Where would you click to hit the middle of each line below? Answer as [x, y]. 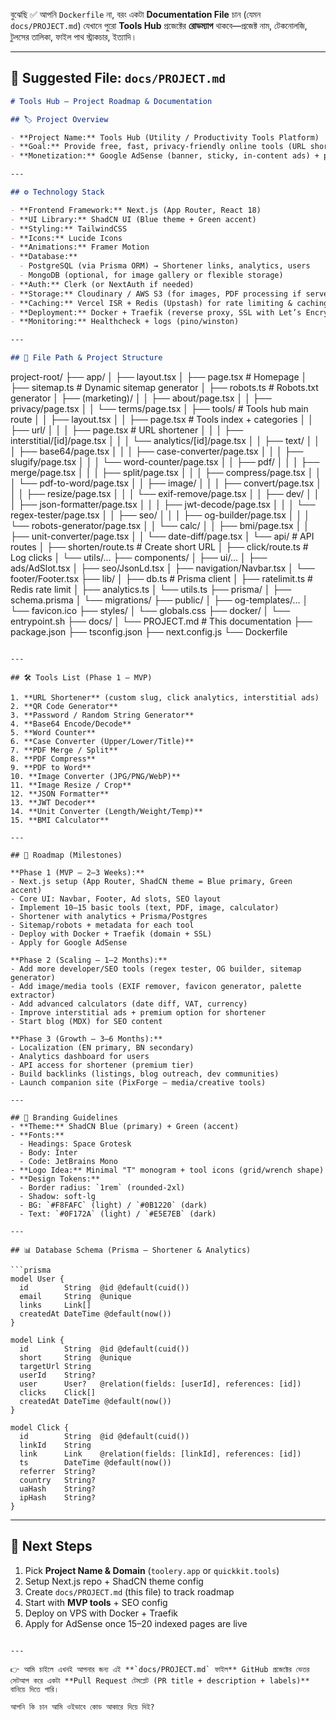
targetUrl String [55, 1367]
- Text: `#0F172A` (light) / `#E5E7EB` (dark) [118, 1214]
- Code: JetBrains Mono [68, 1162]
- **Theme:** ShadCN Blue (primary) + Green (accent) [125, 1127]
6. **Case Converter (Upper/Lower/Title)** [102, 742]
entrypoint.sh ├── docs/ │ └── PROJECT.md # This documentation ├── [161, 621]
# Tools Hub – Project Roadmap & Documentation [111, 101]
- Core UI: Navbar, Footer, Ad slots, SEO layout [116, 899]
